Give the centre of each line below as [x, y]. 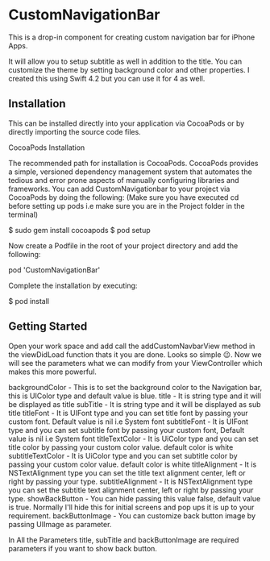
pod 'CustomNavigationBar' [54, 270]
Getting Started [48, 327]
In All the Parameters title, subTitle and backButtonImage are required [124, 540]
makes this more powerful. [52, 372]
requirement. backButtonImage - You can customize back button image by [132, 515]
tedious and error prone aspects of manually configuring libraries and [124, 180]
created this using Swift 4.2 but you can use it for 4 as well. [107, 78]
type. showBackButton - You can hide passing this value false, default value [135, 498]
